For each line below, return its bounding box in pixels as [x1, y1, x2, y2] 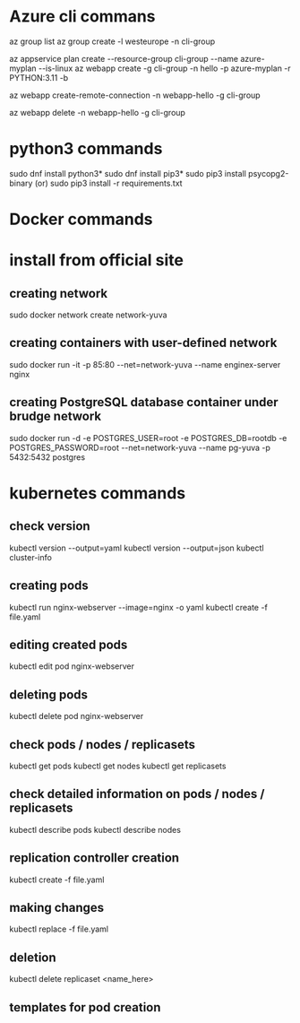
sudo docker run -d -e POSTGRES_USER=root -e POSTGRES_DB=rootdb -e [9, 432, 287, 443]
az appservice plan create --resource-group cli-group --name [9, 53, 239, 64]
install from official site [9, 250, 184, 271]
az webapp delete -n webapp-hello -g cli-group [9, 107, 186, 117]
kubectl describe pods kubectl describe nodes [9, 824, 182, 835]
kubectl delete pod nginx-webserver [9, 711, 144, 722]
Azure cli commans [9, 6, 156, 27]
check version [9, 518, 91, 534]
